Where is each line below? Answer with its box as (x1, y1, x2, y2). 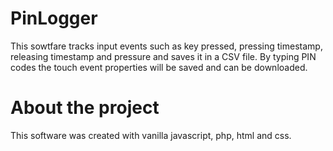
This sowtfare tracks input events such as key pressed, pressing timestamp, (10, 40, 323, 52)
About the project (10, 97, 160, 119)
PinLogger (10, 7, 98, 30)
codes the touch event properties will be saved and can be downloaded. (10, 61, 308, 73)
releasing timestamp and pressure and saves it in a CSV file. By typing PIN (10, 50, 317, 62)
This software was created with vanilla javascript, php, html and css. (10, 129, 292, 141)
